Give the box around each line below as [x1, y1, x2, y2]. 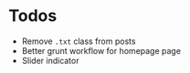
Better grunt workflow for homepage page [21, 45, 182, 56]
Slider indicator [21, 55, 79, 66]
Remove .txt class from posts [21, 36, 136, 47]
